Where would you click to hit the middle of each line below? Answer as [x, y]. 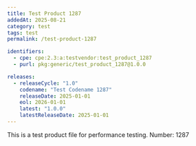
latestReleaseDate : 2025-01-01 [64, 115]
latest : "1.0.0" [43, 109]
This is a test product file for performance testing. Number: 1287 [98, 134]
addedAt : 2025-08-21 [37, 20]
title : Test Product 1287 [44, 13]
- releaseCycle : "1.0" [46, 83]
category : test [29, 26]
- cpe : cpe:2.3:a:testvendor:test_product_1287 [83, 58]
